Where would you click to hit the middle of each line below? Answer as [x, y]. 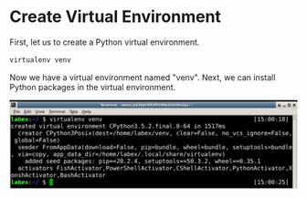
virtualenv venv [40, 60]
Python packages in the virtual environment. [93, 87]
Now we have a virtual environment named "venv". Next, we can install [143, 77]
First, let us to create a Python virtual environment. [105, 42]
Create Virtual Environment [116, 17]
